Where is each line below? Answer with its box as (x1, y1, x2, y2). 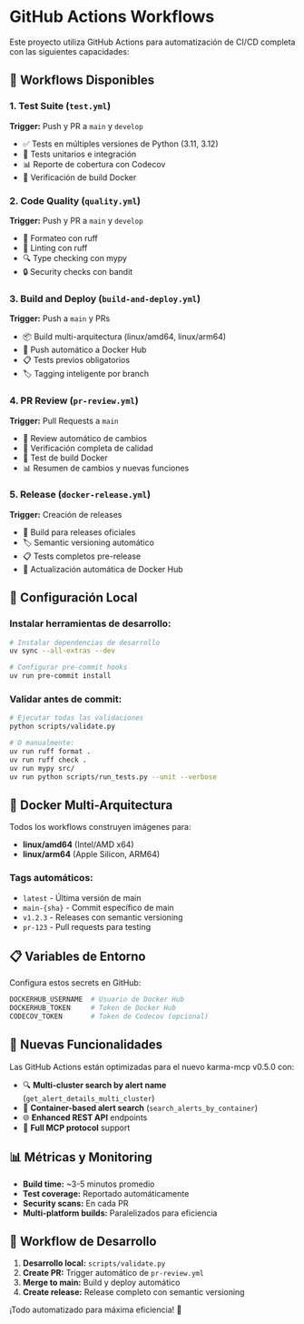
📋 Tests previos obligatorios (22, 355, 130, 366)
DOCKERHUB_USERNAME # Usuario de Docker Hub (9, 995, 184, 1005)
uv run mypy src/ (9, 763, 75, 773)
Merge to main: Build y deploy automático (22, 1277, 181, 1289)
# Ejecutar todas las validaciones (9, 713, 144, 723)
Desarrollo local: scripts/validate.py (22, 1258, 166, 1268)
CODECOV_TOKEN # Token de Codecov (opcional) (9, 1012, 209, 1021)
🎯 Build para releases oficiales (22, 526, 136, 538)
